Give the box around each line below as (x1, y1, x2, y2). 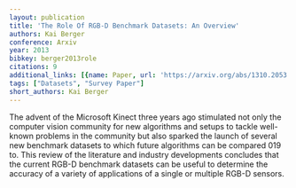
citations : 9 (9, 63, 58, 72)
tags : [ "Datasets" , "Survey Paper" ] (9, 79, 144, 88)
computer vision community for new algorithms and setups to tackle (9, 121, 259, 131)
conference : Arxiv (9, 37, 77, 47)
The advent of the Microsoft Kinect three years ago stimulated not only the (9, 112, 282, 122)
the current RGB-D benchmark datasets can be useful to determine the (9, 159, 269, 169)
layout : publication (9, 12, 86, 22)
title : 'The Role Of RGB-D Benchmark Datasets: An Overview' (9, 21, 240, 30)
